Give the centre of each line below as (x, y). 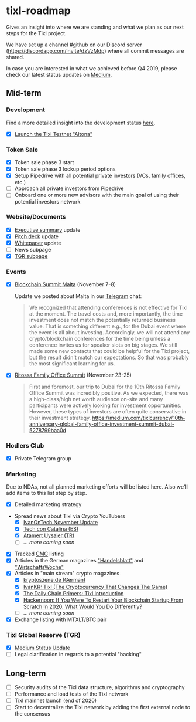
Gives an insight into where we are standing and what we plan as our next (95, 27)
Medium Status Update (42, 648)
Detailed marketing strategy (48, 504)
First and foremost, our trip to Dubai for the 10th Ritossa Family (105, 387)
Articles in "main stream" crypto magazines (67, 574)
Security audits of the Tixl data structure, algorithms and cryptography (99, 687)
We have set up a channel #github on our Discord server (74, 45)
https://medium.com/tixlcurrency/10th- (139, 418)
